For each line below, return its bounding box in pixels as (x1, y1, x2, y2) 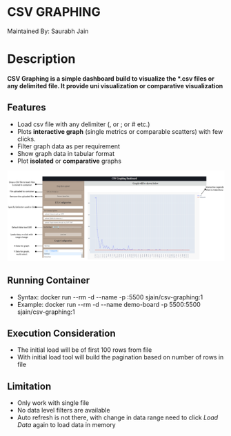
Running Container (7, 275, 90, 286)
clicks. (17, 135, 36, 143)
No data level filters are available (17, 406, 110, 415)
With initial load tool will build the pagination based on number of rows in (17, 353, 224, 361)
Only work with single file (17, 399, 90, 407)
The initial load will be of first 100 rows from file (17, 346, 152, 354)
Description (7, 51, 76, 67)
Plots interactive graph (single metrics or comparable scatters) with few (17, 127, 223, 135)
